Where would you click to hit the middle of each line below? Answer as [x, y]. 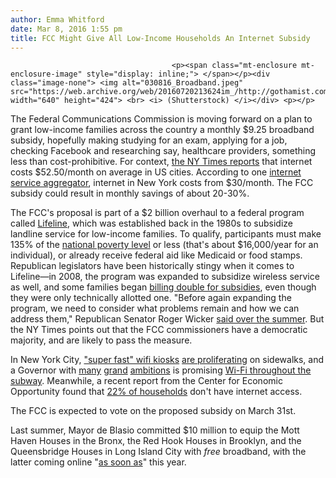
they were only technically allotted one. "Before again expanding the [151, 298]
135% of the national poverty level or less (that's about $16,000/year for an [164, 245]
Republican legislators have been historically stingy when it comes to [152, 266]
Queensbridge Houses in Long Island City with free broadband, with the [158, 452]
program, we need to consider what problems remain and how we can [155, 308]
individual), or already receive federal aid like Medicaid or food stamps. [156, 255]
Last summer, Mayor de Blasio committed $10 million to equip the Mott [155, 430]
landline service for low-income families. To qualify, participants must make [166, 234]
